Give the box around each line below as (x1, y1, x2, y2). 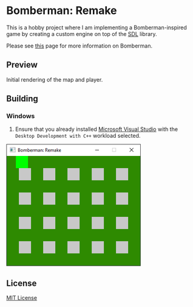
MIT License (6, 294, 38, 302)
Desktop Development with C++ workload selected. (15, 132, 141, 139)
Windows (6, 112, 35, 121)
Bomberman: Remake (6, 4, 117, 18)
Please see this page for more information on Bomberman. (6, 42, 153, 49)
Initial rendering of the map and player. (6, 76, 103, 83)
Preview (6, 60, 38, 70)
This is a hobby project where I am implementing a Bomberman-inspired (6, 24, 187, 31)
